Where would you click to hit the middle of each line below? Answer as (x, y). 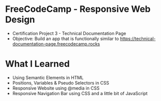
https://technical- (138, 39)
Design (20, 20)
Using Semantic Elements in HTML (48, 77)
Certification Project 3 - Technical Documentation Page (69, 33)
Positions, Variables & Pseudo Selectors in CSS (61, 83)
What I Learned (37, 64)
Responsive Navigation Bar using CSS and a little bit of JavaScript (80, 93)
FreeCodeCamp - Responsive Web (78, 9)
